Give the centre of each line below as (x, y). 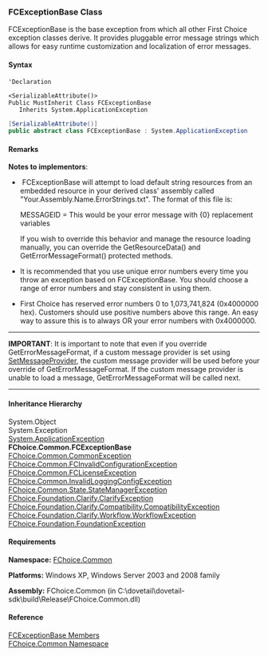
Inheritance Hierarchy (45, 404)
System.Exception (38, 430)
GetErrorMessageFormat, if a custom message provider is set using (119, 352)
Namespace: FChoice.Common (60, 559)
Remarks (24, 149)
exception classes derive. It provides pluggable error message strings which (134, 38)
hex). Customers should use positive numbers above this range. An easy (139, 312)
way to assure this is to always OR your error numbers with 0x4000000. (138, 321)
